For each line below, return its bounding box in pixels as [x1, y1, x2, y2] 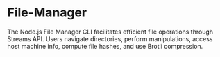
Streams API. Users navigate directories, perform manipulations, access [7, 34, 213, 43]
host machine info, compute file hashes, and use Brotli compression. [7, 42, 203, 50]
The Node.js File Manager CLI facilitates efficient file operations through [7, 27, 214, 36]
